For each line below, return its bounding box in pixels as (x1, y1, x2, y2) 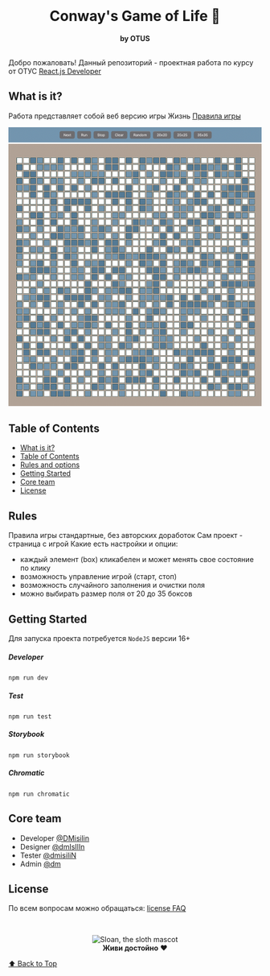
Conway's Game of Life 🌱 (49, 7, 221, 26)
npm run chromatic (8, 790, 70, 798)
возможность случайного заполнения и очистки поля (19, 581, 206, 590)
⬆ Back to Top (8, 959, 58, 969)
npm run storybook (8, 751, 70, 759)
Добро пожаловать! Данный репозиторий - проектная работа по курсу (8, 57, 254, 67)
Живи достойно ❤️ (102, 943, 168, 953)
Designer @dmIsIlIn (19, 842, 85, 851)
